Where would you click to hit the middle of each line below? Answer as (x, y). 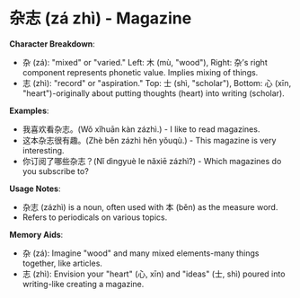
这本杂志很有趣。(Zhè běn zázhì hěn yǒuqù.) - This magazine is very (149, 140)
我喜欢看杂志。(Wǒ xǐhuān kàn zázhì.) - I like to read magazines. (141, 129)
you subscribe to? (56, 171)
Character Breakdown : (53, 44)
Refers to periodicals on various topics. (95, 217)
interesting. (43, 150)
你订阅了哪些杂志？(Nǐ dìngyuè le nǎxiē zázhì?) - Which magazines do (152, 161)
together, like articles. (62, 263)
